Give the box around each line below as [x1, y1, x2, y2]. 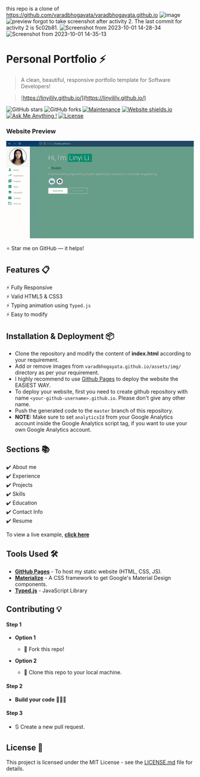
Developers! [20, 82, 51, 90]
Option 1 [14, 634, 36, 641]
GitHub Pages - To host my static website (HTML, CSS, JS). [14, 567, 162, 575]
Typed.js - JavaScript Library [14, 586, 87, 594]
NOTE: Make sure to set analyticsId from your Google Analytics [14, 413, 173, 420]
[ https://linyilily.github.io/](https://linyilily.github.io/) [20, 94, 146, 101]
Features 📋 [6, 265, 50, 275]
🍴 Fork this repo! [23, 646, 64, 653]
